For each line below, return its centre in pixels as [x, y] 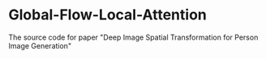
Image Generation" [40, 45]
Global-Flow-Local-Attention [107, 15]
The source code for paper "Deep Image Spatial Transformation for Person [133, 37]
